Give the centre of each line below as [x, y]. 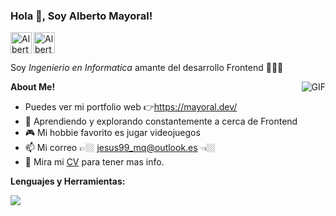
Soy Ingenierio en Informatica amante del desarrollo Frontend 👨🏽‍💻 [147, 68]
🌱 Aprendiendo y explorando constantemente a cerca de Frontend [161, 121]
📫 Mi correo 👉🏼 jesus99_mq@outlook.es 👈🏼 [120, 148]
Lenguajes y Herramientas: [68, 181]
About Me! [33, 87]
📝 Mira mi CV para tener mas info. [94, 162]
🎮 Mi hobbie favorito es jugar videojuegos [112, 133]
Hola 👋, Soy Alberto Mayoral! [81, 16]
